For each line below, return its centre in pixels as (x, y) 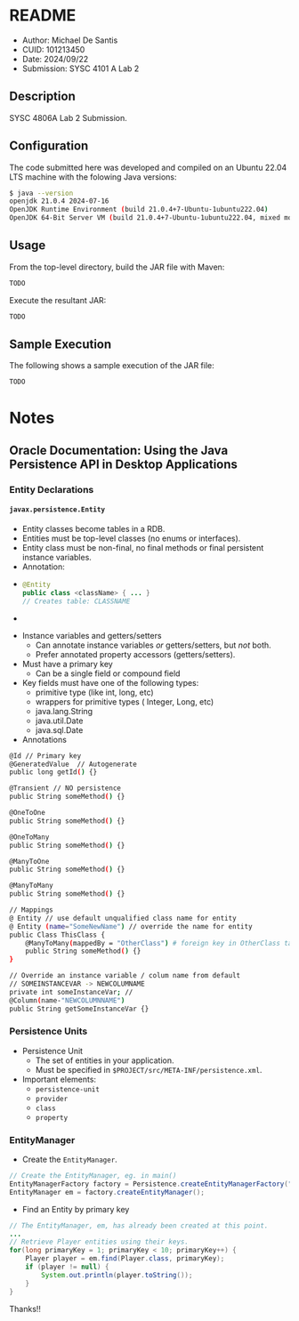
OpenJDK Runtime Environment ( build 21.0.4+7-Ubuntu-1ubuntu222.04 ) (139, 210)
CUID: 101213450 (53, 49)
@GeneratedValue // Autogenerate (73, 764)
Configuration (49, 146)
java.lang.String (64, 711)
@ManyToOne (29, 861)
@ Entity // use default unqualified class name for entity (123, 918)
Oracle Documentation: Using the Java (119, 450)
